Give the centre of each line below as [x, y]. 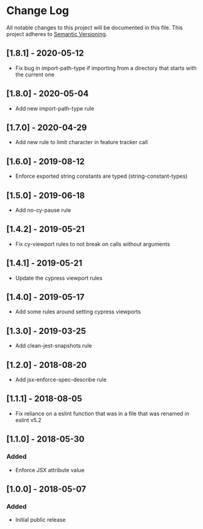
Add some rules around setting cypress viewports [78, 312]
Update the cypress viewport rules [59, 278]
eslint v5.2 [28, 420]
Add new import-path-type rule [55, 108]
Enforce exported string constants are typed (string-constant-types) [101, 176]
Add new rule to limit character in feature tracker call [81, 142]
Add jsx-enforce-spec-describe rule [61, 380]
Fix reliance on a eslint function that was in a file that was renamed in [102, 414]
